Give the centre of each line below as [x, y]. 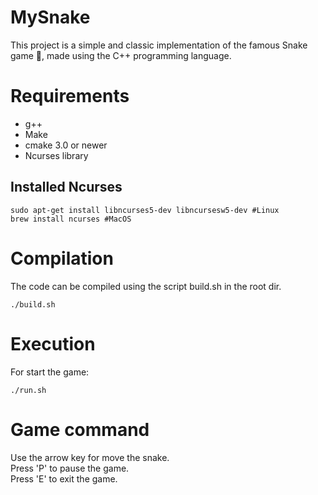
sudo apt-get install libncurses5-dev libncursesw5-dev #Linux [145, 210]
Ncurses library [56, 155]
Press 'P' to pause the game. [70, 468]
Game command [80, 429]
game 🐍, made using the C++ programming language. [121, 55]
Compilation [62, 258]
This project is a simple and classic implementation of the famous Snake [159, 45]
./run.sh [28, 390]
